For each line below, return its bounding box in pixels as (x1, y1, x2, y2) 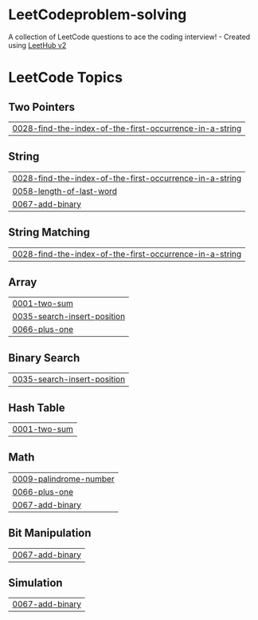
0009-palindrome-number (12, 473, 115, 484)
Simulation (8, 576, 63, 590)
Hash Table (8, 401, 65, 414)
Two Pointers (8, 100, 76, 113)
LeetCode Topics (8, 69, 123, 87)
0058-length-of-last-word (12, 185, 118, 196)
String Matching (8, 226, 90, 239)
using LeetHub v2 (8, 40, 67, 49)
